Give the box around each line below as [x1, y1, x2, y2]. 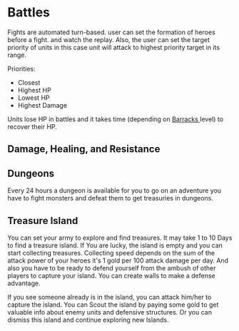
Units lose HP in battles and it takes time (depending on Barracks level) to [7, 115, 223, 123]
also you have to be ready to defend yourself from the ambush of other [7, 263, 216, 272]
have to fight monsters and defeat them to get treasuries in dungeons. [7, 194, 214, 203]
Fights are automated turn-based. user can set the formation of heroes [7, 28, 215, 36]
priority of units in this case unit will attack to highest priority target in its [7, 43, 220, 51]
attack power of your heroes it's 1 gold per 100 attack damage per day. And [7, 256, 229, 265]
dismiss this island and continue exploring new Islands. [7, 315, 169, 324]
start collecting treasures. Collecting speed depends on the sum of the [7, 248, 215, 257]
